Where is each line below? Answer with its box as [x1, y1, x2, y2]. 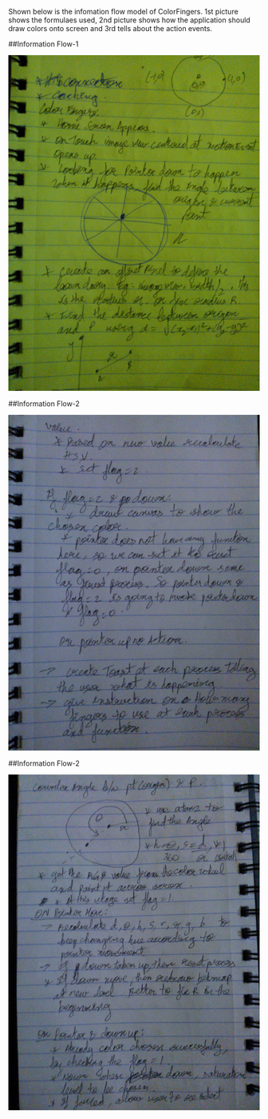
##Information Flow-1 [8, 39, 79, 49]
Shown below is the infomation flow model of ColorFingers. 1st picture [8, 7, 239, 16]
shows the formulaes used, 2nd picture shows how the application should [8, 15, 251, 25]
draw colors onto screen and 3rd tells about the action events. [8, 24, 213, 33]
